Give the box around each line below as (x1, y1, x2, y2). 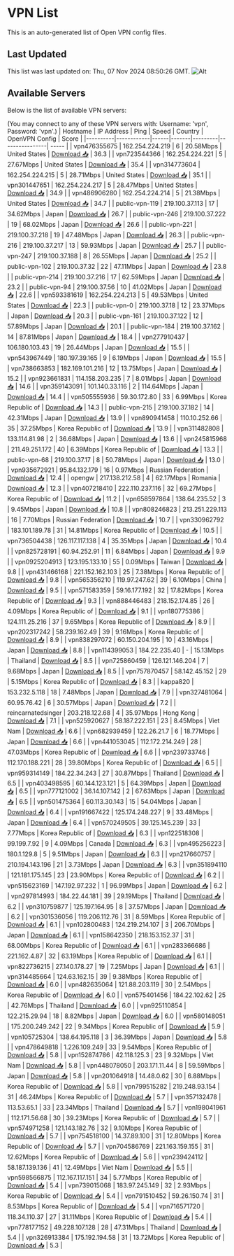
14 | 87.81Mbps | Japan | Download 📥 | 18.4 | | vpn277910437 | (7, 333, 189, 341)
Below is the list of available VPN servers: (7, 106, 127, 114)
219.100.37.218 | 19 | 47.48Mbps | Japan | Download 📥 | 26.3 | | (7, 230, 190, 239)
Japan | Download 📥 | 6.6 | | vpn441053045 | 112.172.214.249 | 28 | (7, 737, 202, 746)
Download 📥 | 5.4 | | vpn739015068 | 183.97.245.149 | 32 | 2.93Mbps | (7, 1181, 211, 1189)
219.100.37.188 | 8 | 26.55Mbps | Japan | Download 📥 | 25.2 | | (37, 251, 217, 260)
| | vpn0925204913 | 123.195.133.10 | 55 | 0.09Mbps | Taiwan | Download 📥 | (7, 557, 227, 566)
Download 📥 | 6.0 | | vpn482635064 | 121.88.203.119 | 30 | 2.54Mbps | (7, 980, 211, 989)
